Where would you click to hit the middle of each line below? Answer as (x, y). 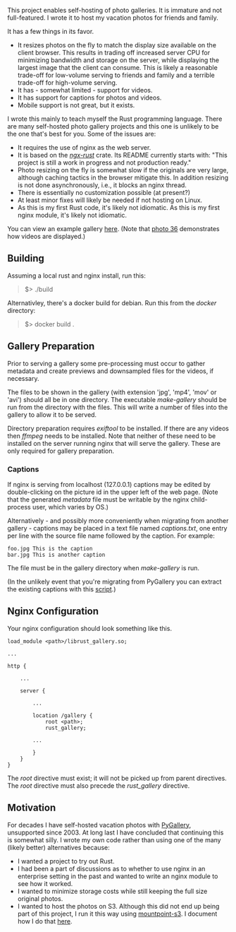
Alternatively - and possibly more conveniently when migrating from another (118, 520)
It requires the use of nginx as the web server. (84, 147)
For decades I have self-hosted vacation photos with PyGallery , (99, 825)
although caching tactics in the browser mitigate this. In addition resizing (123, 177)
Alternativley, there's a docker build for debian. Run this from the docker (112, 302)
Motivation (32, 808)
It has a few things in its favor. (51, 31)
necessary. (24, 378)
